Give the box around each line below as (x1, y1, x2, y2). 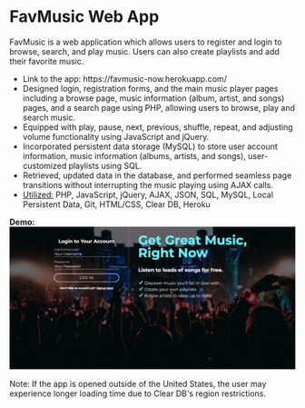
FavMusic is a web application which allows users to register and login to (9, 36, 282, 47)
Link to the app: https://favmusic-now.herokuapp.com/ (22, 73, 227, 84)
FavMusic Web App (9, 6, 160, 27)
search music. (22, 112, 75, 123)
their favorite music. (9, 55, 84, 66)
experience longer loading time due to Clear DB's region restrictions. (9, 388, 266, 399)
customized (22, 160, 67, 171)
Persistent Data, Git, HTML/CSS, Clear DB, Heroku (22, 198, 211, 210)
